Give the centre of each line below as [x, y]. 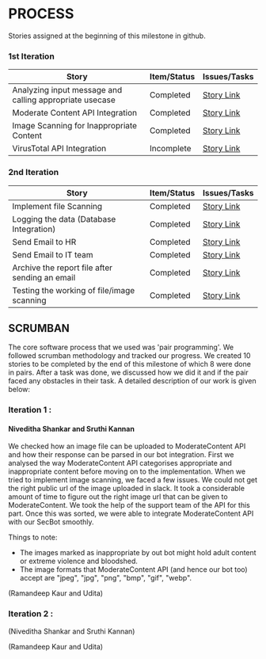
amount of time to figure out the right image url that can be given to [118, 497]
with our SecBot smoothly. [51, 522]
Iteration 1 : [30, 410]
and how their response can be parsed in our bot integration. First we [121, 455]
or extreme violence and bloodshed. [79, 561]
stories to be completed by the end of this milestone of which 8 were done [130, 364]
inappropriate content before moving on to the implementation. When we [127, 471]
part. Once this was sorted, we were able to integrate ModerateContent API [131, 514]
